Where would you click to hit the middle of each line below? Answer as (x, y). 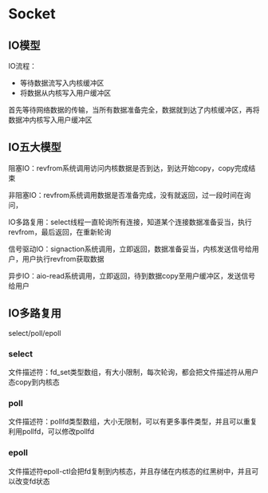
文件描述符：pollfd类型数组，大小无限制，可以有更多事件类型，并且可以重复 (133, 422)
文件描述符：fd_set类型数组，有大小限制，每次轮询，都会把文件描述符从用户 (134, 372)
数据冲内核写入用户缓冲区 (50, 120)
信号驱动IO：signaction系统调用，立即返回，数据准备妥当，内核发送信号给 (130, 249)
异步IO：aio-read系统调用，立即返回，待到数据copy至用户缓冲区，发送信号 (132, 275)
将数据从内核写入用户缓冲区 (65, 93)
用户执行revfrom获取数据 (63, 258)
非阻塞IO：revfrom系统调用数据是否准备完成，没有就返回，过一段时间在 (126, 195)
